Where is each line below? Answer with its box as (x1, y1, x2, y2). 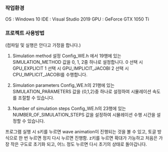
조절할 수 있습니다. (18, 94, 54, 101)
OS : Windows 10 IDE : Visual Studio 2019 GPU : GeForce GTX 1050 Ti (5, 16, 149, 22)
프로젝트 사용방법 (5, 30, 45, 37)
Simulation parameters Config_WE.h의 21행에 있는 (12, 82, 115, 88)
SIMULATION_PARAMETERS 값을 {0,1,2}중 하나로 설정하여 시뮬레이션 (12, 88, 152, 94)
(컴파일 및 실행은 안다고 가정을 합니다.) (5, 42, 81, 48)
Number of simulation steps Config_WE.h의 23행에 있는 (12, 105, 126, 111)
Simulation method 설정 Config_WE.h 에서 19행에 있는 (12, 53, 122, 59)
